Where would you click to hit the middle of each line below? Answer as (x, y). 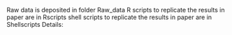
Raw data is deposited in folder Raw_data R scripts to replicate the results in (116, 10)
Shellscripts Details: (35, 24)
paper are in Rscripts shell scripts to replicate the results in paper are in (109, 17)
